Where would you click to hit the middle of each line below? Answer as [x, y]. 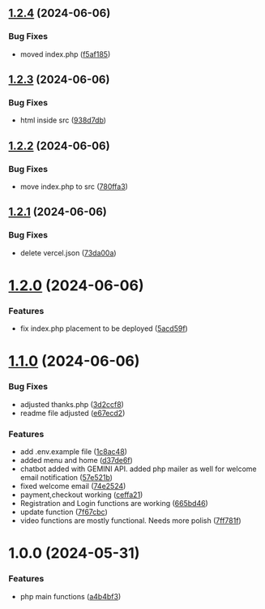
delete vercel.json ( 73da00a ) [68, 253]
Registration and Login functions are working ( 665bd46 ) [114, 504]
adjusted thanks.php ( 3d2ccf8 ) [72, 404]
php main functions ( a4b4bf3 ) [71, 596]
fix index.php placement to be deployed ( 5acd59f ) [104, 328]
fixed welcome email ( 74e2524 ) [73, 487]
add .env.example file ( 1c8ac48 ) [74, 452]
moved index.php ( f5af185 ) [65, 54]
